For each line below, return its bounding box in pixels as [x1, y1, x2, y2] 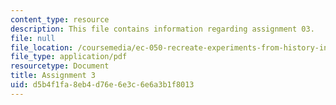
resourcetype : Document [10, 61, 110, 71]
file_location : [10, 42, 74, 53]
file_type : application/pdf [10, 52, 128, 62]
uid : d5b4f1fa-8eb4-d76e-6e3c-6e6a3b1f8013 [10, 80, 195, 90]
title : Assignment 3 [10, 71, 97, 81]
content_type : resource [10, 14, 110, 25]
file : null [10, 33, 56, 43]
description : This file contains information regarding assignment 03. [10, 24, 315, 34]
